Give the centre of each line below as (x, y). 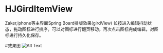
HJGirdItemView (39, 9)
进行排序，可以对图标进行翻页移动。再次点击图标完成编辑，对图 (94, 29)
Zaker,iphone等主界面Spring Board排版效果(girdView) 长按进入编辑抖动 (76, 23)
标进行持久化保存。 (24, 35)
